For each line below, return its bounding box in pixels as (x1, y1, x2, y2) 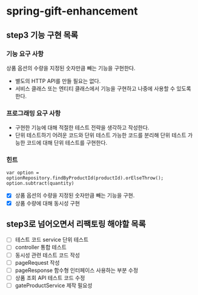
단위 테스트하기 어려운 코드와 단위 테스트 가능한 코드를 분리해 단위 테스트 (15, 131, 186, 139)
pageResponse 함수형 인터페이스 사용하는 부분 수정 (15, 267, 139, 274)
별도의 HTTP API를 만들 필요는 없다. (15, 77, 101, 84)
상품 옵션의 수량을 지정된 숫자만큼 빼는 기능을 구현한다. (6, 64, 136, 71)
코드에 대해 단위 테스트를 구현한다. (26, 139, 108, 147)
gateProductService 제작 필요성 (15, 282, 93, 289)
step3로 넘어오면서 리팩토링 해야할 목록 (6, 219, 147, 229)
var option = (6, 170, 39, 176)
